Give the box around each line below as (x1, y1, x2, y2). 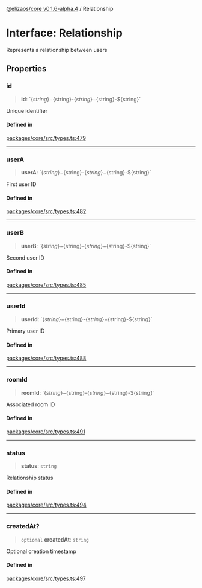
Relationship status (6, 474, 54, 482)
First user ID (6, 181, 37, 188)
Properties (6, 63, 47, 74)
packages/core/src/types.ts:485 (6, 281, 87, 289)
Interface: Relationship (6, 27, 123, 40)
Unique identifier (6, 107, 48, 114)
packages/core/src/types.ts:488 (6, 354, 87, 362)
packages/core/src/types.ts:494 (6, 501, 87, 509)
